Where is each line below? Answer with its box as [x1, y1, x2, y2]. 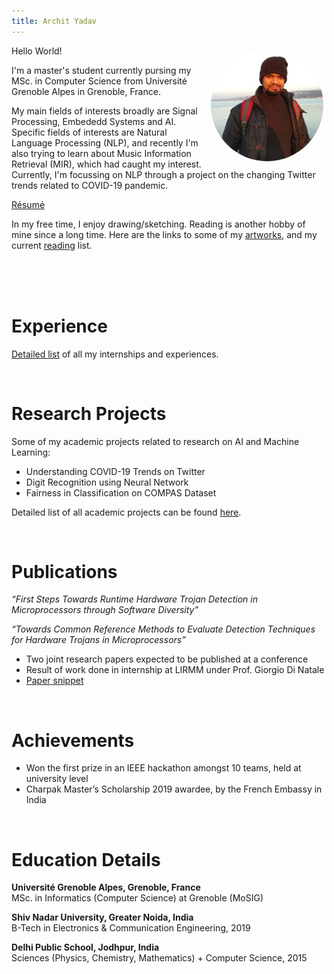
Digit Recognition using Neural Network [25, 476, 189, 488]
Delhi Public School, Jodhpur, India [11, 941, 160, 954]
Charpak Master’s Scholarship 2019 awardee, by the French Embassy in [25, 783, 323, 795]
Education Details [11, 848, 161, 871]
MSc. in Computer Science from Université [11, 75, 188, 87]
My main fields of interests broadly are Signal [11, 105, 198, 117]
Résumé [11, 198, 46, 210]
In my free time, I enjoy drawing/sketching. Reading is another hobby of [11, 218, 306, 230]
